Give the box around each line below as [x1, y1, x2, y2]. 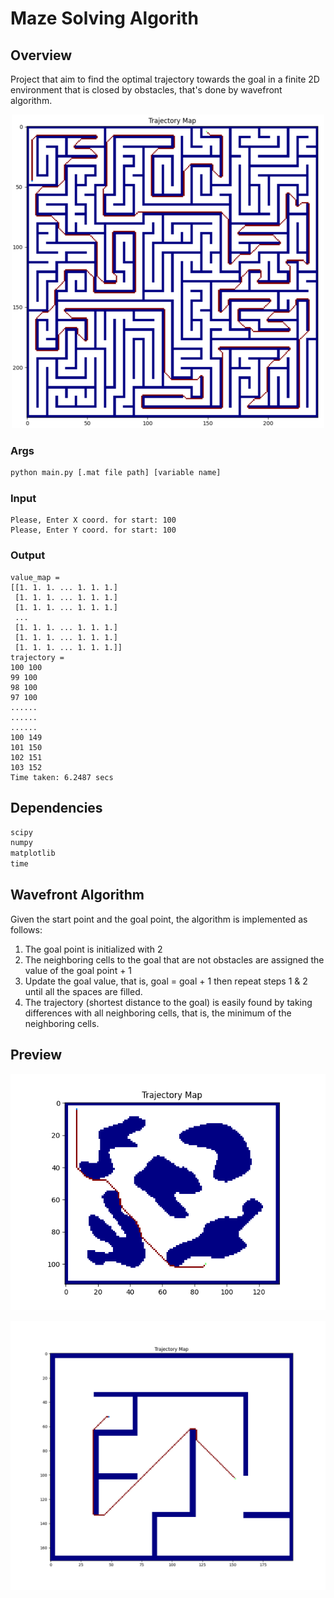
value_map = [10, 572, 60, 582]
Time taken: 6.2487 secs [10, 772, 114, 782]
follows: [10, 923, 43, 936]
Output [10, 548, 46, 562]
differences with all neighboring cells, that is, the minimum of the [24, 1007, 292, 1019]
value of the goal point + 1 [24, 964, 133, 976]
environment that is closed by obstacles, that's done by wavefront [10, 84, 283, 96]
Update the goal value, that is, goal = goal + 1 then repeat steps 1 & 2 [24, 975, 308, 987]
